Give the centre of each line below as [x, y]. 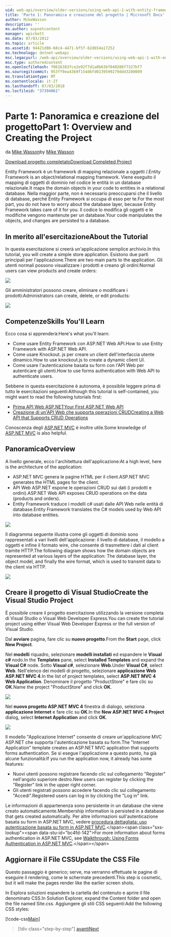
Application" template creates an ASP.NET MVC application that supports [82, 747]
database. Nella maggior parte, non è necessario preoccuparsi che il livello [84, 193]
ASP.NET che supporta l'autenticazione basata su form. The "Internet [77, 742]
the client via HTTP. [26, 567]
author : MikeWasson [26, 19]
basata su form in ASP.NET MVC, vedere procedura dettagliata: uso [76, 821]
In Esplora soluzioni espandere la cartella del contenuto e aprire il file [78, 893]
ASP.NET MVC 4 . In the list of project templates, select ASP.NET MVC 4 [81, 676]
